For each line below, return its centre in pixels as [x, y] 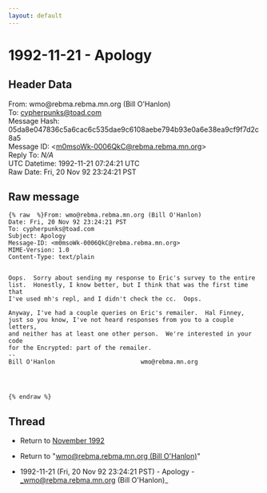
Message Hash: [34, 121]
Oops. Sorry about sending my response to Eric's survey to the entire [132, 278]
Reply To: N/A [31, 155]
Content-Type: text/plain [51, 257]
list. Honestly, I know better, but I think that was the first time [128, 285]
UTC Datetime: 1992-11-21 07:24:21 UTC [74, 163]
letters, [23, 327]
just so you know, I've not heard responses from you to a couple [121, 320]
